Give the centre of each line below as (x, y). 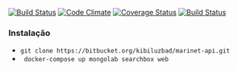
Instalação (29, 33)
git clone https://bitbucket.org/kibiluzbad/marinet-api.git (125, 51)
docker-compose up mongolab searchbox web (96, 60)
